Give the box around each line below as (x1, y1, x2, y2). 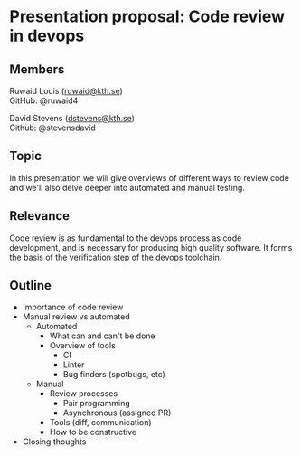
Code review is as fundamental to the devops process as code (9, 233, 242, 243)
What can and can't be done (49, 330, 155, 341)
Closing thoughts (22, 436, 87, 447)
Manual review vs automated (22, 311, 131, 322)
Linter (62, 359, 85, 370)
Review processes (49, 388, 118, 399)
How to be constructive (49, 427, 137, 438)
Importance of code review (22, 301, 124, 313)
